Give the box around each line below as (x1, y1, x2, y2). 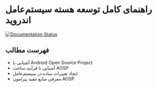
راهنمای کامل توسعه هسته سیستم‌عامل (5, 4, 152, 15)
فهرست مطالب (5, 46, 50, 54)
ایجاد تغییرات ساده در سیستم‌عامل (12, 70, 78, 76)
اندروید (5, 14, 31, 26)
